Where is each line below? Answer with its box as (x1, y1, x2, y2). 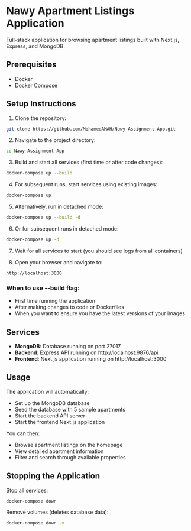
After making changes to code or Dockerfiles (14, 303, 124, 311)
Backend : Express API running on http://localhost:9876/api (14, 349, 158, 356)
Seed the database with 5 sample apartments (14, 406, 126, 413)
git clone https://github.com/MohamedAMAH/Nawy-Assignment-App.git (6, 126, 176, 132)
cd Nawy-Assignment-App (6, 148, 65, 154)
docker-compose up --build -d (6, 215, 81, 221)
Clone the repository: (14, 114, 67, 122)
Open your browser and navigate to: (14, 258, 103, 265)
